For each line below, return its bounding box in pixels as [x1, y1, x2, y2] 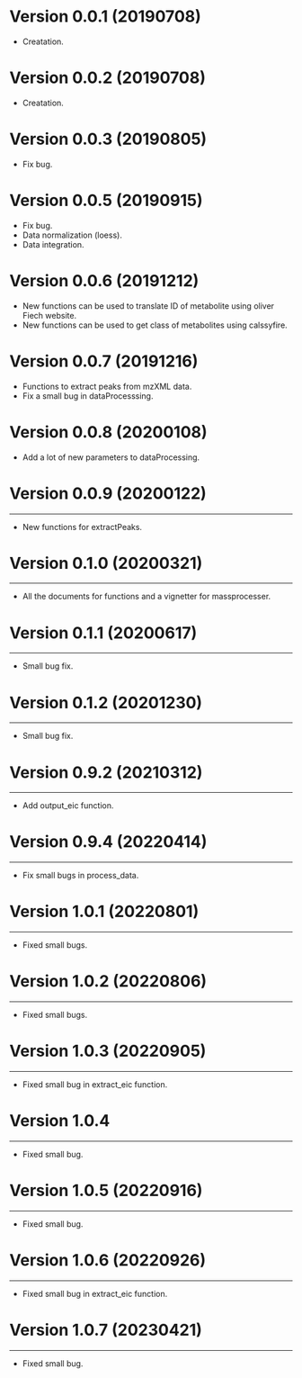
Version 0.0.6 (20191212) [9, 270, 200, 291]
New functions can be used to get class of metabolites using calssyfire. [22, 320, 288, 330]
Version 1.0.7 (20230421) [9, 1320, 202, 1340]
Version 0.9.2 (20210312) [9, 762, 203, 782]
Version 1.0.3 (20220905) [9, 1041, 207, 1061]
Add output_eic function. [22, 800, 114, 811]
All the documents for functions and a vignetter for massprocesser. [22, 591, 271, 602]
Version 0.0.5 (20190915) [9, 191, 204, 211]
